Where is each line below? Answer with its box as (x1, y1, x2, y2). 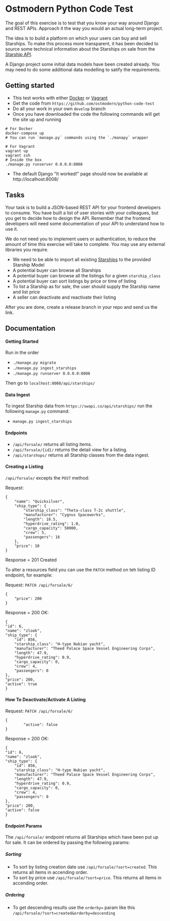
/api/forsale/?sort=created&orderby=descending (12, 911, 115, 916)
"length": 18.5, (23, 517, 58, 522)
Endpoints (5, 430, 27, 436)
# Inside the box (5, 157, 42, 163)
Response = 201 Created (5, 557, 57, 563)
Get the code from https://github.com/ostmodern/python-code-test (12, 100, 155, 106)
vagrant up (5, 148, 28, 153)
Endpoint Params (5, 822, 42, 829)
